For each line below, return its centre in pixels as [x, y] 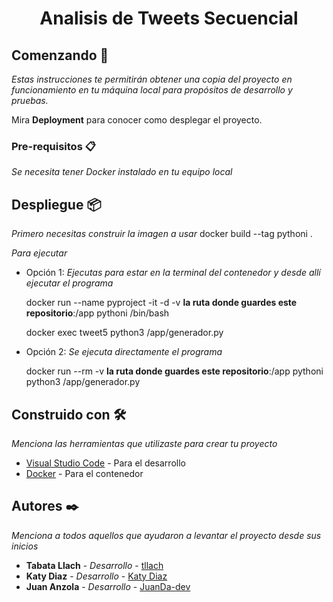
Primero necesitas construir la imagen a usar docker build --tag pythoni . [162, 234]
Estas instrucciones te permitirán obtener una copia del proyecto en [152, 79]
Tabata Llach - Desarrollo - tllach [94, 565]
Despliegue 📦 [56, 204]
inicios [25, 546]
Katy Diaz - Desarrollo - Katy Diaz [96, 576]
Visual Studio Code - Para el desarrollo [105, 463]
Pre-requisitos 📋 [53, 146]
